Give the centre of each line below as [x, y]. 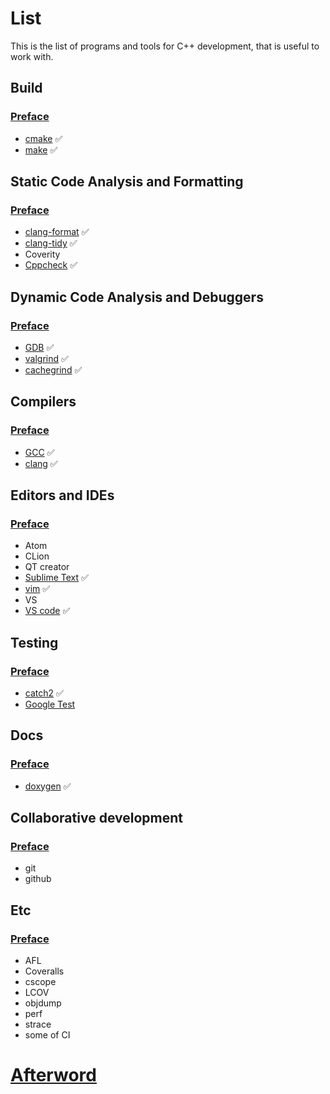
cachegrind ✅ [53, 370]
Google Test [50, 704]
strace [38, 1024]
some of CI [47, 1035]
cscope [40, 982]
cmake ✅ [43, 138]
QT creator [47, 567]
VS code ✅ [47, 611]
